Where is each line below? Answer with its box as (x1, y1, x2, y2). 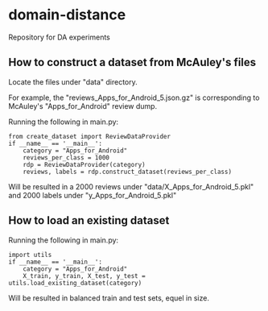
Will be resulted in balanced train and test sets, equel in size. (8, 292, 209, 303)
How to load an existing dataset (8, 214, 170, 227)
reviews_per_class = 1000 (23, 153, 110, 162)
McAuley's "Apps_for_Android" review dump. (8, 101, 158, 110)
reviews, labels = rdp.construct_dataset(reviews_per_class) (23, 168, 232, 176)
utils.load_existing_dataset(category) (8, 279, 142, 287)
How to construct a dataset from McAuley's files (8, 56, 257, 69)
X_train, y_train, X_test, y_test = (23, 272, 146, 280)
